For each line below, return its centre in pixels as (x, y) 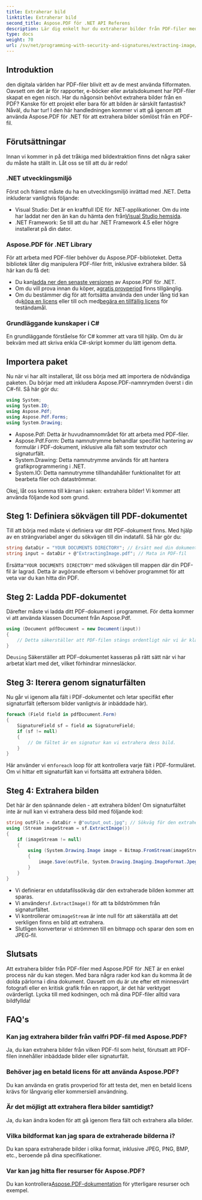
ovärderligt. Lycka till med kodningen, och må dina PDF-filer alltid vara (93, 994)
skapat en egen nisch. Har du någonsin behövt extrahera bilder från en (94, 97)
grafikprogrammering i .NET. (50, 466)
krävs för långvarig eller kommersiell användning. (67, 1091)
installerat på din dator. (43, 229)
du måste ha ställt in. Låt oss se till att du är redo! (67, 163)
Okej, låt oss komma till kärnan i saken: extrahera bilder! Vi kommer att (93, 491)
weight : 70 (20, 40)
